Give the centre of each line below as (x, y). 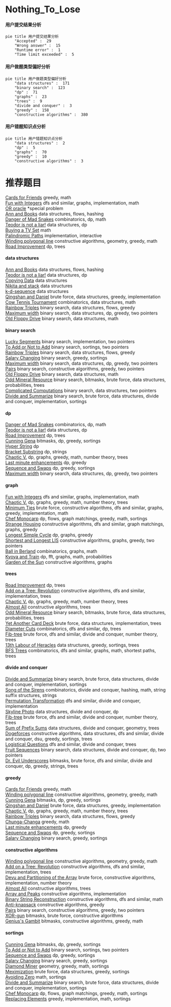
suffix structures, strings (31, 695)
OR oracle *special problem (34, 208)
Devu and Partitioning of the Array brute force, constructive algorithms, (80, 877)
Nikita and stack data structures (39, 286)
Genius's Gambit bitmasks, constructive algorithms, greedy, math (74, 921)
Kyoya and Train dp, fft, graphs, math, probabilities (59, 556)
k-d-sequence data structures (37, 291)
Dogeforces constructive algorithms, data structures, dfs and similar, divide (85, 733)
